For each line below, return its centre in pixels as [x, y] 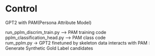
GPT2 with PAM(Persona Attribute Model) [48, 22]
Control [21, 9]
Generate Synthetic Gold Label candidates [49, 48]
